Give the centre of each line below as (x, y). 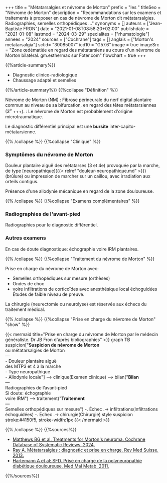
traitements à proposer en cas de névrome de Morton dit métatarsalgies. (80, 18)
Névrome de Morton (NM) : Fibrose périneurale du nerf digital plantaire (78, 100)
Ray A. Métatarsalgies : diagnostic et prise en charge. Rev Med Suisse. (86, 450)
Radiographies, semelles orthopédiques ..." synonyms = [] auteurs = (76, 23)
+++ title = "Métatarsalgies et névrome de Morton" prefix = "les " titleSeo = (83, 7)
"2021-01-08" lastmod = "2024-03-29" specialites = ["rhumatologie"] (77, 34)
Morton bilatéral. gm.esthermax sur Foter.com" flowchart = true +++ (76, 55)
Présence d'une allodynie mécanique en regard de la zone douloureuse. (79, 191)
